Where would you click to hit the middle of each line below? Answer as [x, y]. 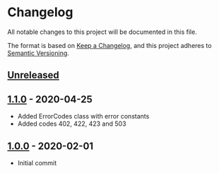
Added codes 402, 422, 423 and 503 [72, 124]
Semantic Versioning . [38, 53]
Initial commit [37, 162]
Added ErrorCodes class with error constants [83, 117]
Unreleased [34, 75]
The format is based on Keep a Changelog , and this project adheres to [109, 45]
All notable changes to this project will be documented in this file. [102, 32]
